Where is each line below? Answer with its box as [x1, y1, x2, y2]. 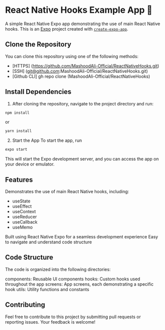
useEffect [12, 203, 32, 209]
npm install [5, 110, 30, 115]
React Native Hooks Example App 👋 [5, 4, 153, 16]
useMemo [12, 224, 33, 230]
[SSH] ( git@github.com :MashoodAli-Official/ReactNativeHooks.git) [12, 68, 148, 74]
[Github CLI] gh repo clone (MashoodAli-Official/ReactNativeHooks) [12, 73, 150, 79]
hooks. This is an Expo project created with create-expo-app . [5, 26, 129, 32]
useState [12, 198, 31, 204]
